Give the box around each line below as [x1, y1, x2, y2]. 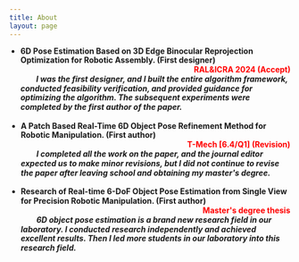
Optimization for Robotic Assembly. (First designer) [21, 55, 216, 65]
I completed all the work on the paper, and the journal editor [36, 148, 263, 159]
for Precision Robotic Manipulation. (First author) [21, 196, 207, 207]
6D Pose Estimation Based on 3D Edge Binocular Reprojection [21, 46, 253, 56]
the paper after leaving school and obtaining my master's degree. [21, 167, 270, 178]
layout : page [9, 21, 58, 30]
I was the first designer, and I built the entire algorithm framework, [36, 73, 288, 84]
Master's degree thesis [202, 205, 291, 216]
